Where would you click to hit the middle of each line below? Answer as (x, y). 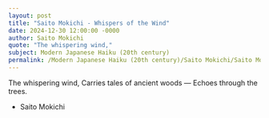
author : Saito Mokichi (46, 38)
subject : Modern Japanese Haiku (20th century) (89, 53)
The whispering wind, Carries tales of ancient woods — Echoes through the (133, 83)
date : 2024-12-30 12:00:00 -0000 (64, 30)
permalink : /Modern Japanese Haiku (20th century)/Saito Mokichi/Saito (130, 61)
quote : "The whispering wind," (60, 45)
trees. (18, 91)
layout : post (30, 16)
